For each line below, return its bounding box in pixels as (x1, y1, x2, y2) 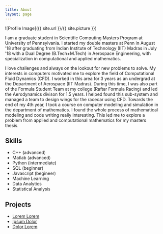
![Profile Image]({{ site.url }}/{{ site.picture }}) (5, 25, 97, 31)
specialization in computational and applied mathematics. (5, 55, 121, 61)
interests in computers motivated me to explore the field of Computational (5, 70, 155, 76)
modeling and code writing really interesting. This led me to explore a (5, 112, 145, 118)
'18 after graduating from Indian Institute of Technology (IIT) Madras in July (5, 45, 157, 51)
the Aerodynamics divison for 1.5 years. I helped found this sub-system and (5, 91, 158, 97)
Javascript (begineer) (12, 170, 56, 177)
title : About (5, 7, 32, 12)
